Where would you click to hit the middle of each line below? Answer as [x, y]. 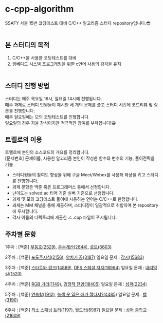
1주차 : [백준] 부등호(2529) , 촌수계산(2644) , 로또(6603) [58, 247]
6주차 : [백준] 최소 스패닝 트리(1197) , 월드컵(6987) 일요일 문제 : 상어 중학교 [76, 310]
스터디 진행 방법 [27, 86]
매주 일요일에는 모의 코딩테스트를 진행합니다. [47, 117]
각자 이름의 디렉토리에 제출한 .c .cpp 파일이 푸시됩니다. [64, 217]
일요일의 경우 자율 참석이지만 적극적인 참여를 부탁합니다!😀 [61, 123]
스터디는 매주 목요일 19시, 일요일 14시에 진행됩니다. [54, 98]
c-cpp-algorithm [39, 9]
